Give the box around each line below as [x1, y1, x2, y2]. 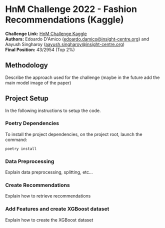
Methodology [5, 61, 48, 69]
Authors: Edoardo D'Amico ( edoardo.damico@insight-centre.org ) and [5, 36, 149, 42]
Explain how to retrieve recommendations [5, 193, 91, 199]
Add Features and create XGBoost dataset [5, 205, 109, 212]
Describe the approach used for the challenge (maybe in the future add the [5, 74, 160, 80]
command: [5, 136, 27, 142]
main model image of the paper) [5, 79, 71, 85]
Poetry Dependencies [5, 120, 59, 127]
